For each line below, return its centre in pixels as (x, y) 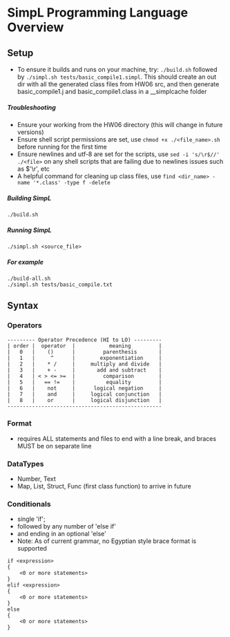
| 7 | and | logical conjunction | (85, 394)
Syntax (23, 306)
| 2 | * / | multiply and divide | (85, 364)
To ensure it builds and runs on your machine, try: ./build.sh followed (117, 69)
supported (32, 549)
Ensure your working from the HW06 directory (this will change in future (120, 124)
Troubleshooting (32, 107)
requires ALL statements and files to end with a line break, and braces (116, 438)
